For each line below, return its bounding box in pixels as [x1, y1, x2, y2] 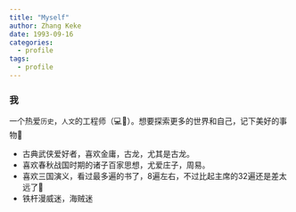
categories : [9, 37, 53, 47]
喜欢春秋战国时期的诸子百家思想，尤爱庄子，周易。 [21, 159, 210, 170]
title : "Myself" [9, 12, 70, 22]
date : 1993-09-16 [9, 29, 74, 38]
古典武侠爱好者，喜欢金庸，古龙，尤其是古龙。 [21, 149, 194, 159]
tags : [9, 54, 29, 63]
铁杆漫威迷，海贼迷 [21, 193, 94, 204]
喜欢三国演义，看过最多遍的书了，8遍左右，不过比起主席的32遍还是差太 [21, 171, 287, 182]
